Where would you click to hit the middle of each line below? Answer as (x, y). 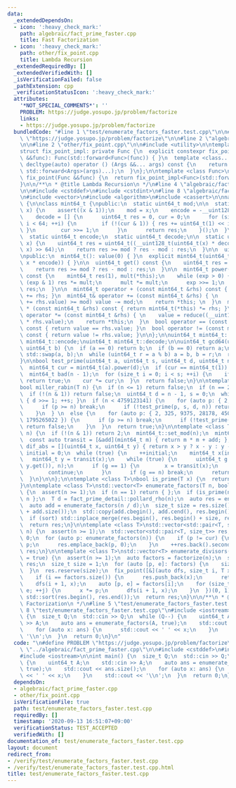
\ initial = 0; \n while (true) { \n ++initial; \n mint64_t (118, 453)
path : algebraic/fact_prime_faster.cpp (78, 33)
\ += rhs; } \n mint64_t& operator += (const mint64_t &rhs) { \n (119, 296)
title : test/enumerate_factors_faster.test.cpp (78, 774)
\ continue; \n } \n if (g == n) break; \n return (125, 473)
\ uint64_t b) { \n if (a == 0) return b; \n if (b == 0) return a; (122, 348)
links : (29, 118)
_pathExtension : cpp (44, 86)
